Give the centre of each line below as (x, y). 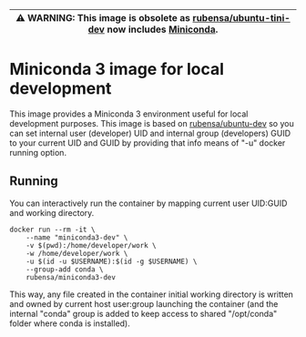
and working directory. (52, 212)
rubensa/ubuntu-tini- (242, 18)
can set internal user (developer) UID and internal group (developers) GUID (150, 133)
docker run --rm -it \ (52, 230)
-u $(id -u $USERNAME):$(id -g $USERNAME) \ (112, 261)
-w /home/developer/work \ (77, 253)
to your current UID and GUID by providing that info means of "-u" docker (148, 143)
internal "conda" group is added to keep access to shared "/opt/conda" (143, 313)
